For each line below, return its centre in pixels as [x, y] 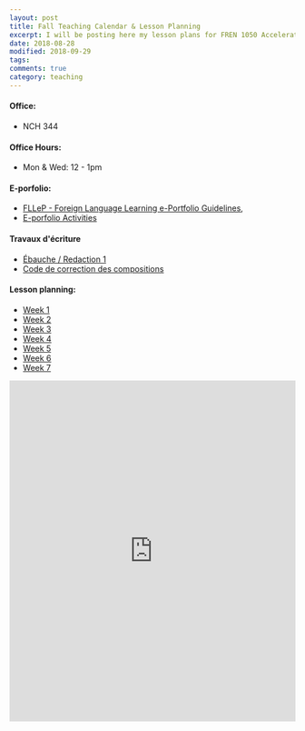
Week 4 [37, 338]
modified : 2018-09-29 [50, 52]
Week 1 [36, 309]
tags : [20, 60]
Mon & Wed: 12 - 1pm [62, 167]
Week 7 [37, 367]
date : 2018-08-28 [42, 43]
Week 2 [37, 319]
